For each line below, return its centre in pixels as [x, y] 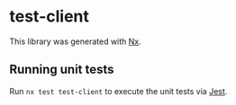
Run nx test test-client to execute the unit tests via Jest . [118, 91]
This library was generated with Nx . [75, 41]
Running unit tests [62, 70]
